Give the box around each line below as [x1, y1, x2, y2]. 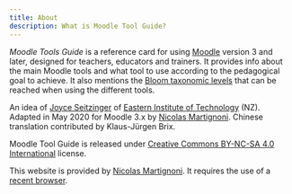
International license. [9, 147, 87, 158]
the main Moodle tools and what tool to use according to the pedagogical [9, 65, 280, 76]
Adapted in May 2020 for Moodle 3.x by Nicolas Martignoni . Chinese [9, 111, 263, 122]
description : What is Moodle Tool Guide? [9, 22, 167, 31]
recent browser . [9, 174, 68, 185]
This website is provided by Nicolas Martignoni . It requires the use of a [9, 165, 271, 176]
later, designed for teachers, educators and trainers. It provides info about [9, 56, 283, 66]
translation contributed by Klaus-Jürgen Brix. [9, 120, 176, 131]
